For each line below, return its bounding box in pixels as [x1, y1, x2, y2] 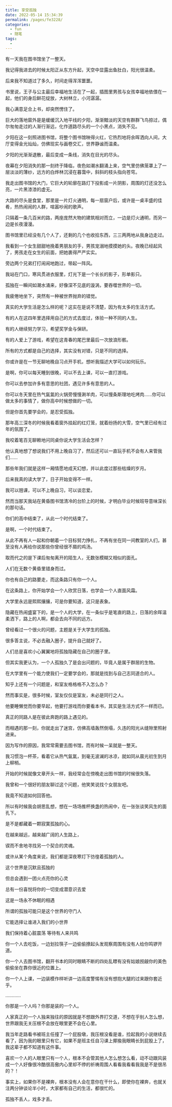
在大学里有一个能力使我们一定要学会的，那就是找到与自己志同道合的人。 [5, 670, 158, 676]
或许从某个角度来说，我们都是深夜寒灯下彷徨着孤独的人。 [5, 853, 126, 859]
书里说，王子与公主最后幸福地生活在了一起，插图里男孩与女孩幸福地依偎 [5, 88, 158, 95]
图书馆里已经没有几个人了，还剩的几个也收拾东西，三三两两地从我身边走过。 [5, 232, 167, 238]
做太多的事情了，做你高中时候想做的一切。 [5, 397, 95, 404]
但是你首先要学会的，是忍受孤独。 [5, 408, 77, 414]
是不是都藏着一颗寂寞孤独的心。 [5, 821, 73, 827]
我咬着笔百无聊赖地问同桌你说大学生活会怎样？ [5, 437, 104, 443]
